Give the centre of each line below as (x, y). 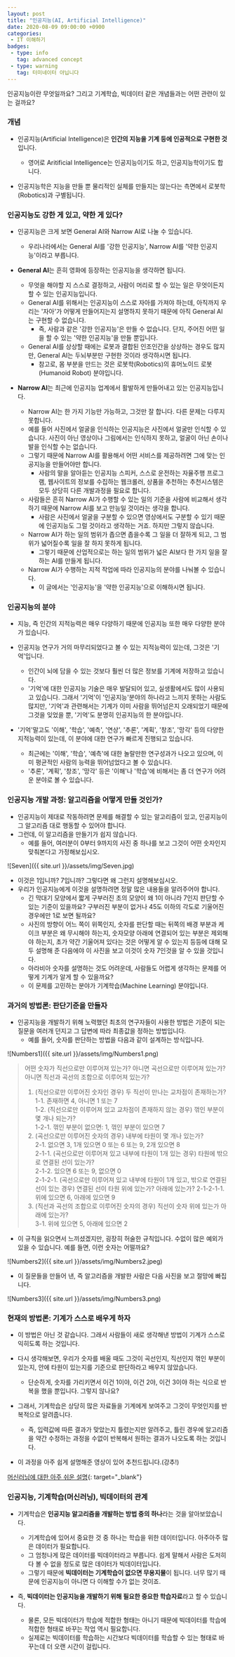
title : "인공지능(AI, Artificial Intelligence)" (76, 20)
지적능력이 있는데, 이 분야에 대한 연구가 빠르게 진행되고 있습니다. (106, 739)
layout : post (26, 14)
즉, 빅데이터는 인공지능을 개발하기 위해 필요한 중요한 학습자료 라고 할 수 (113, 1596)
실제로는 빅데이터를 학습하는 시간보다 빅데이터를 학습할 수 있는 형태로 (122, 1637)
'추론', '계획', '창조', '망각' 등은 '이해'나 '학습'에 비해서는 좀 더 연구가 (120, 771)
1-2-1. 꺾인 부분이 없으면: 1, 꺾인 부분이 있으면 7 (100, 1127)
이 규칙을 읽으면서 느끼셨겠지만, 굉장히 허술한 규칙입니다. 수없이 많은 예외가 (120, 1238)
